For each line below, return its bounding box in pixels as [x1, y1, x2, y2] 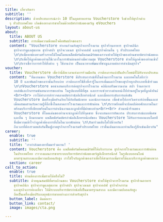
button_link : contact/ [9, 201, 55, 206]
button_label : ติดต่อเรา [9, 196, 52, 201]
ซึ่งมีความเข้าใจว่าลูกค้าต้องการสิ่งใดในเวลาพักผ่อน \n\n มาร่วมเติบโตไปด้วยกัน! [14, 120, 124, 125]
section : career [9, 160, 42, 165]
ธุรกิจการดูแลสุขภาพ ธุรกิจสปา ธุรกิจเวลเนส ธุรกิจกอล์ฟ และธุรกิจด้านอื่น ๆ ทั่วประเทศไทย [14, 48, 140, 52]
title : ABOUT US [9, 34, 42, 39]
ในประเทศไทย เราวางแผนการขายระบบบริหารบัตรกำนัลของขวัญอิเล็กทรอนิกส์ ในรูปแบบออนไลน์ [14, 151, 144, 156]
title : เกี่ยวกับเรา [5, 7, 35, 12]
